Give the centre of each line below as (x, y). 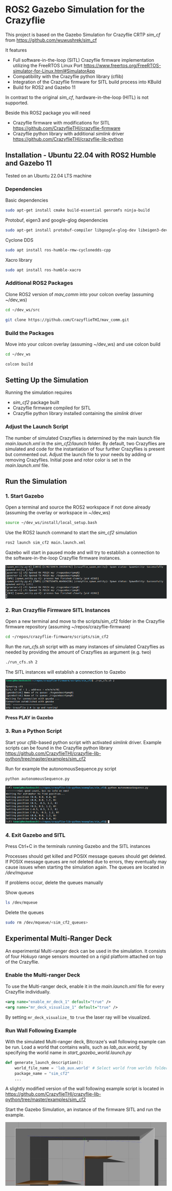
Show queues (20, 892)
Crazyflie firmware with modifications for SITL (61, 122)
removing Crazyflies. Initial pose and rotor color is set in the (68, 460)
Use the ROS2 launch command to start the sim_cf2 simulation (71, 533)
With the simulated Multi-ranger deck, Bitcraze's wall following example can (85, 1041)
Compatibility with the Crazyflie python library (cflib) (68, 76)
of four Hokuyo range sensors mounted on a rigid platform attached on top (84, 956)
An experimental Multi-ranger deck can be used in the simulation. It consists (86, 951)
